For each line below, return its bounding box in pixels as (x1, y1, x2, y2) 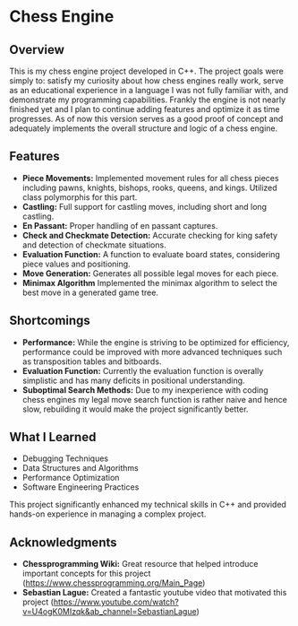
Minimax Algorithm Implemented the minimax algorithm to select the (21, 277, 277, 288)
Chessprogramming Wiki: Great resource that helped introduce (21, 559, 259, 569)
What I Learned (9, 430, 97, 445)
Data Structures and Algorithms (21, 463, 139, 474)
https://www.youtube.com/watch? (53, 596, 179, 607)
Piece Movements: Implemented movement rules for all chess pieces (21, 172, 279, 183)
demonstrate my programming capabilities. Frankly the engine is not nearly (9, 94, 286, 105)
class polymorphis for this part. (21, 191, 138, 203)
